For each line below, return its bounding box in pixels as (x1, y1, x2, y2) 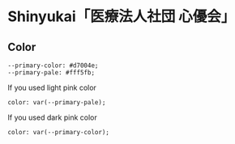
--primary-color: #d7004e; (7, 61, 99, 70)
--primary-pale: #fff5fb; (7, 69, 95, 77)
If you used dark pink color (7, 112, 98, 122)
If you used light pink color (7, 83, 96, 92)
